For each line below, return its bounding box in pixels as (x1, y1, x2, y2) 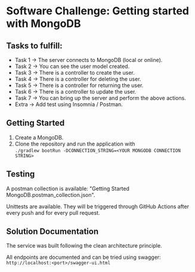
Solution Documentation (6, 227, 99, 237)
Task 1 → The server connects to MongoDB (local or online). (14, 57, 163, 63)
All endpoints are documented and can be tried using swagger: (6, 254, 161, 261)
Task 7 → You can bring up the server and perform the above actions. (14, 94, 186, 101)
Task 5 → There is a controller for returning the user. (14, 82, 144, 89)
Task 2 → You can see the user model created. (14, 63, 130, 70)
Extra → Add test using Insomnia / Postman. (14, 101, 123, 108)
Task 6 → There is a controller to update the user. (14, 88, 137, 95)
